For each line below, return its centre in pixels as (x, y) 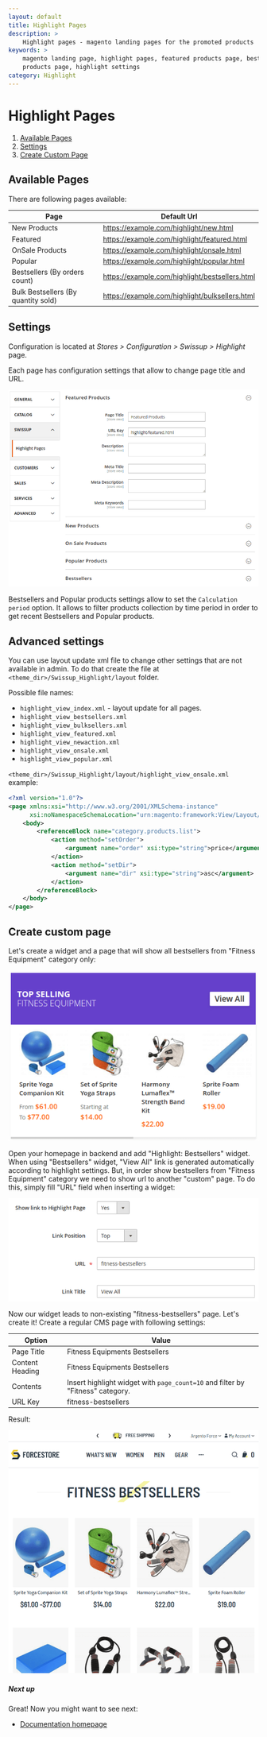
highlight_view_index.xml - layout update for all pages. (111, 708)
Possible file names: (41, 692)
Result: (19, 1419)
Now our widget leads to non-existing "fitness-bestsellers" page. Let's (124, 1314)
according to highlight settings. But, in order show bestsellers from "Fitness (132, 1170)
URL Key (25, 1402)
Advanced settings (56, 641)
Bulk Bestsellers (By (44, 292)
